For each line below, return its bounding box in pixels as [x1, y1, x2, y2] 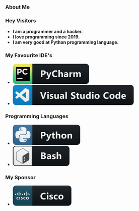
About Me [5, 4, 30, 11]
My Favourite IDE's [5, 52, 52, 59]
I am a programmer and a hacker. [12, 29, 83, 35]
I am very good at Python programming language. [12, 39, 119, 45]
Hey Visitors [5, 17, 36, 24]
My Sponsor [5, 174, 36, 181]
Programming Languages [5, 113, 69, 120]
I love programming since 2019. [12, 34, 80, 40]
